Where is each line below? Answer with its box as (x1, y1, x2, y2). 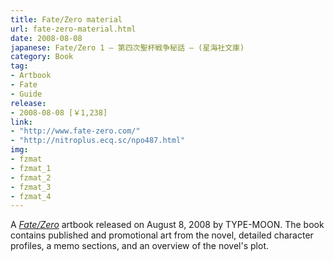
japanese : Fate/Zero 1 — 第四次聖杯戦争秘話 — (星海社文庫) (10, 42, 245, 53)
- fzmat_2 (10, 172, 52, 183)
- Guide (10, 89, 43, 99)
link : (10, 117, 33, 127)
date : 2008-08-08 (10, 33, 83, 43)
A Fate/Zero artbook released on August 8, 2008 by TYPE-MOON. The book (10, 219, 325, 231)
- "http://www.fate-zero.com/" (10, 126, 141, 136)
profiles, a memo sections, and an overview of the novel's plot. (10, 240, 270, 252)
